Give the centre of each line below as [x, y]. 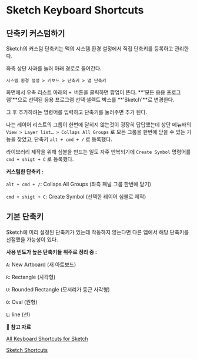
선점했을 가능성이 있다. [32, 239]
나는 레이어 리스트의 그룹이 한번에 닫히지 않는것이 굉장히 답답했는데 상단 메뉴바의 [99, 125]
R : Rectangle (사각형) [31, 277]
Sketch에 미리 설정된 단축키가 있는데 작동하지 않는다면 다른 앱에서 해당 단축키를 [98, 232]
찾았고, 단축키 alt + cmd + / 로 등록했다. [65, 139]
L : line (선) [18, 314]
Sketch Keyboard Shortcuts [75, 10]
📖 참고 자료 [19, 327]
